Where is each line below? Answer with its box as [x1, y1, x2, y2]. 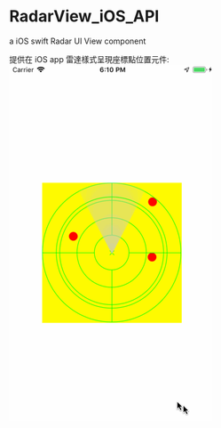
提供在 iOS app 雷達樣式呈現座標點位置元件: [9, 53, 170, 64]
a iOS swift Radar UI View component [9, 36, 146, 46]
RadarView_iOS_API [9, 6, 160, 27]
